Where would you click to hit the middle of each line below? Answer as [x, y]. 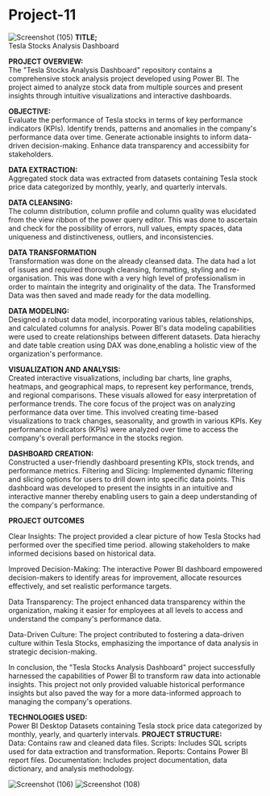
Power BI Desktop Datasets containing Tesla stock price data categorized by [135, 725]
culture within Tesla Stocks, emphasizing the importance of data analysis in [133, 643]
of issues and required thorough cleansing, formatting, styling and [118, 269]
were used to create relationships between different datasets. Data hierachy [134, 336]
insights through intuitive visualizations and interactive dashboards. [120, 95]
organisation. [30, 278]
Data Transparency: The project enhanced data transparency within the [127, 602]
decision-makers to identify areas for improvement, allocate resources [125, 577]
